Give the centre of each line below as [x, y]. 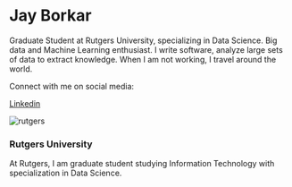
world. [21, 69]
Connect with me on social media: [72, 86]
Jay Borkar [50, 16]
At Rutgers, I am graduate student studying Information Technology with [142, 164]
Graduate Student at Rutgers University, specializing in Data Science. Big [143, 40]
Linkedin [25, 103]
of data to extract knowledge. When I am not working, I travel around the [143, 59]
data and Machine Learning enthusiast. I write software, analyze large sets [146, 49]
